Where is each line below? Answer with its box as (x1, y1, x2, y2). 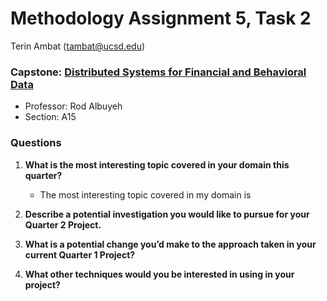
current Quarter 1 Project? (24, 248, 136, 261)
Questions (10, 136, 62, 150)
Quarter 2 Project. (24, 218, 102, 231)
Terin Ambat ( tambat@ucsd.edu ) (10, 40, 146, 52)
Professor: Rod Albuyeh (24, 100, 123, 112)
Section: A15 (24, 111, 77, 123)
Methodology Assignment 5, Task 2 (10, 7, 312, 30)
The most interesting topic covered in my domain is (39, 188, 252, 201)
